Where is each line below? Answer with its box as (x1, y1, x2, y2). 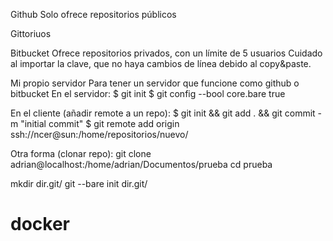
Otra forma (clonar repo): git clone (10, 148, 152, 159)
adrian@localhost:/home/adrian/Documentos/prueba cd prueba (10, 159, 273, 170)
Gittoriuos (10, 28, 52, 39)
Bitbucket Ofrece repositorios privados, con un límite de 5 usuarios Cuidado (10, 47, 323, 59)
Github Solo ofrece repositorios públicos (10, 9, 177, 20)
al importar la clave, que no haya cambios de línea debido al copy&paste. (10, 58, 312, 69)
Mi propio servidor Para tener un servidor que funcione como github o (10, 77, 300, 89)
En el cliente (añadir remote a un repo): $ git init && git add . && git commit (10, 107, 316, 119)
